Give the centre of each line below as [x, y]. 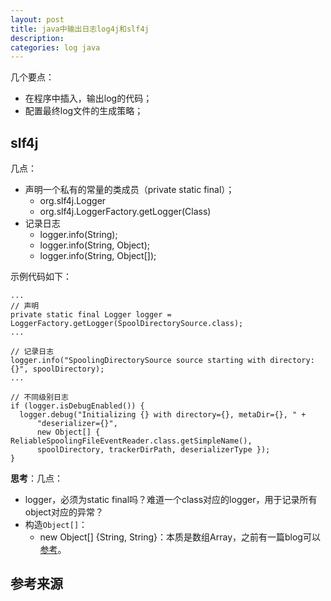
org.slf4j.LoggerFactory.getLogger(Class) [125, 212]
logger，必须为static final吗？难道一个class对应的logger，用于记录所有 [171, 500]
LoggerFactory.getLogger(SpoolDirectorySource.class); [127, 324]
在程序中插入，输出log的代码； [88, 98]
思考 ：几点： [36, 478]
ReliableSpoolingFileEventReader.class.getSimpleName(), [131, 441]
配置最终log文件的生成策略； [84, 111]
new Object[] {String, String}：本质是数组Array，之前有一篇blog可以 [180, 537]
